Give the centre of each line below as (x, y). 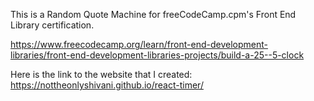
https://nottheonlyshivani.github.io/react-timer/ (107, 85)
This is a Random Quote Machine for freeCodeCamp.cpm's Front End (153, 14)
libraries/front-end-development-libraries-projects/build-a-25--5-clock (157, 55)
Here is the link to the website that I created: (101, 74)
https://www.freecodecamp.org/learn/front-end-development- (139, 44)
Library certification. (52, 25)
